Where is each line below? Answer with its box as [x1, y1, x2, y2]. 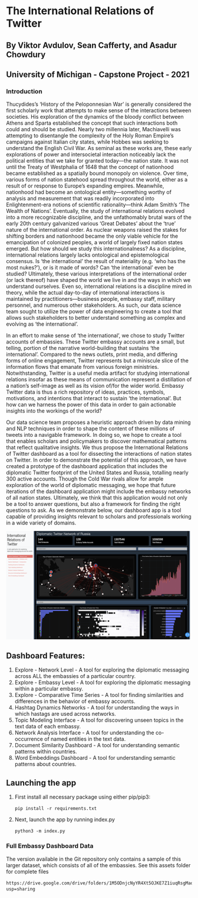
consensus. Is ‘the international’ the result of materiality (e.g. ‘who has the [6, 258, 186, 265]
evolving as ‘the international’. [6, 320, 78, 328]
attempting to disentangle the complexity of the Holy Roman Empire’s [6, 132, 174, 140]
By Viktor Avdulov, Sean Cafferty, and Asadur [6, 40, 177, 50]
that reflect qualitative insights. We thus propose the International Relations [6, 444, 189, 451]
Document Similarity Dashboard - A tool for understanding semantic [14, 742, 180, 749]
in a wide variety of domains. [6, 519, 77, 527]
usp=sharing [6, 886, 35, 892]
